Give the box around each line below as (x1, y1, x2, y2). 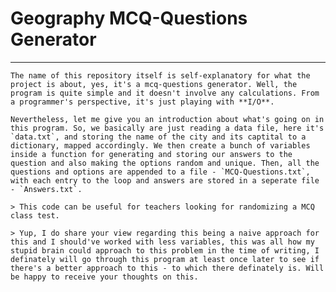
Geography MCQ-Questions (10, 7, 248, 30)
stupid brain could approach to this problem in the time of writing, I (10, 245, 320, 256)
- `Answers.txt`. (10, 184, 83, 194)
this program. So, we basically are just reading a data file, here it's (10, 123, 325, 133)
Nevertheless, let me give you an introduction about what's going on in (10, 114, 325, 124)
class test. (10, 210, 60, 221)
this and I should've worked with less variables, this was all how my (10, 237, 315, 247)
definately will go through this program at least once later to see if (10, 254, 320, 264)
